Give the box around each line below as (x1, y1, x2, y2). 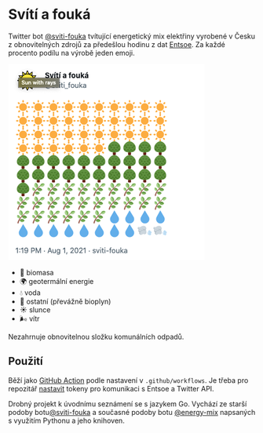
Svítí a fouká (8, 5, 91, 24)
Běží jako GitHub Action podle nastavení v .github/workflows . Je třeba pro (8, 375, 249, 385)
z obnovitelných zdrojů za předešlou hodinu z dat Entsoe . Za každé (8, 39, 225, 49)
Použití (8, 355, 43, 368)
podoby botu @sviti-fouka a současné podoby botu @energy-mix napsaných (8, 407, 256, 417)
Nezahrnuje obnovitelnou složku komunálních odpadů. (8, 332, 184, 341)
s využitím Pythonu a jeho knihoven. (8, 416, 126, 425)
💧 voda (19, 288, 41, 297)
